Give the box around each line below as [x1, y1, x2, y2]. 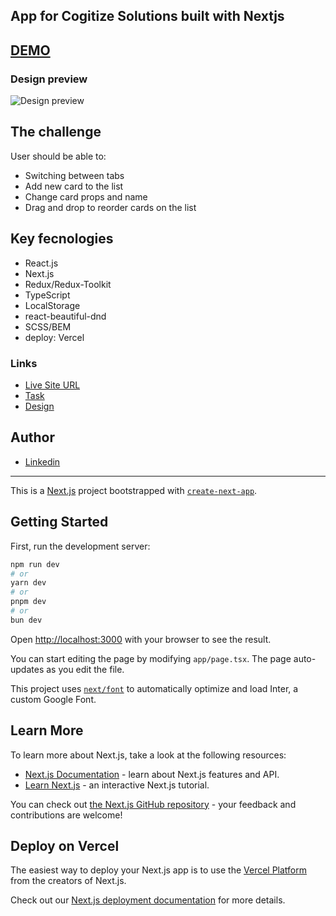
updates [10, 663, 45, 675]
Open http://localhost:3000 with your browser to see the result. [10, 633, 272, 645]
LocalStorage [24, 299, 81, 311]
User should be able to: [10, 150, 107, 162]
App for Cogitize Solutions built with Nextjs [10, 8, 285, 25]
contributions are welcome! [10, 809, 123, 821]
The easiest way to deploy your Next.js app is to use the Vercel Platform [10, 864, 308, 876]
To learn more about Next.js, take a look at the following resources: [10, 749, 287, 761]
